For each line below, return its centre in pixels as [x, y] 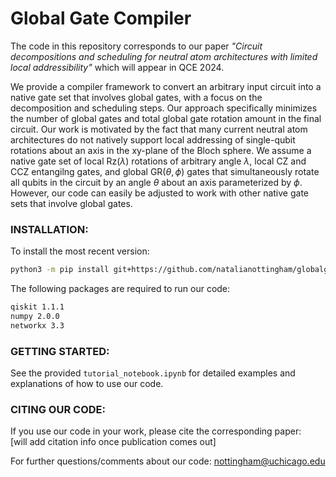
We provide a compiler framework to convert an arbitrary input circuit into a [166, 86]
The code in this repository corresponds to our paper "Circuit [136, 46]
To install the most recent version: [80, 251]
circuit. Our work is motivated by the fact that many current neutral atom [159, 129]
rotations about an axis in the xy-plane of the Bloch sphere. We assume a [161, 150]
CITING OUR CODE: [58, 409]
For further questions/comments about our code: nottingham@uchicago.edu [168, 461]
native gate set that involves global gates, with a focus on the [136, 97]
